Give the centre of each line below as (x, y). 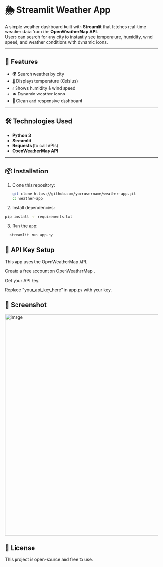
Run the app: (25, 226)
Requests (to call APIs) (35, 145)
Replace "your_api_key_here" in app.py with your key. (58, 290)
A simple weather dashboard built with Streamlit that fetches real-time (76, 26)
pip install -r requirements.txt (39, 217)
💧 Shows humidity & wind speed (44, 88)
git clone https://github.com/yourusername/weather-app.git (74, 194)
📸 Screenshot (26, 305)
